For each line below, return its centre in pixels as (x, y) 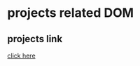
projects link (35, 39)
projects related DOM (71, 13)
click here (22, 55)
